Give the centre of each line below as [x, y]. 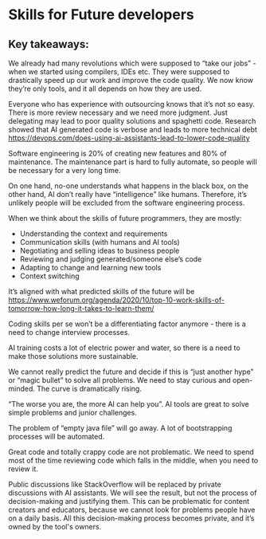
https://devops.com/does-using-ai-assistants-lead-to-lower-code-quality [129, 138]
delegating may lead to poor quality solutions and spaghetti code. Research [132, 121]
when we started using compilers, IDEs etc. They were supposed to [119, 72]
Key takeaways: [49, 44]
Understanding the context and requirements [94, 234]
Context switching [49, 276]
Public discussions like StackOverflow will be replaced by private [115, 484]
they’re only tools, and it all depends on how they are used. [105, 89]
